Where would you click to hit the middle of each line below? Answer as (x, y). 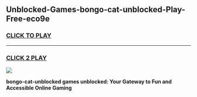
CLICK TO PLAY (29, 36)
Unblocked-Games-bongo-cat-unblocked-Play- (96, 10)
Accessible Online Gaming (39, 88)
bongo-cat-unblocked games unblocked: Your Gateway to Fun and (89, 81)
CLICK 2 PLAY (26, 58)
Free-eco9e (28, 19)
